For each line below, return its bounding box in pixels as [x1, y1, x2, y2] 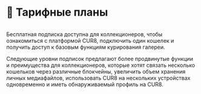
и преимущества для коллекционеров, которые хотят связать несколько [6, 61, 196, 69]
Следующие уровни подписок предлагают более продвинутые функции [6, 55, 194, 62]
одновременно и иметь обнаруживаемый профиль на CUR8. [6, 81, 163, 88]
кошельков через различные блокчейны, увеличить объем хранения [6, 67, 186, 75]
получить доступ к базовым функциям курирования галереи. [6, 43, 165, 51]
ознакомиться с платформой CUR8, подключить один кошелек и [6, 37, 174, 44]
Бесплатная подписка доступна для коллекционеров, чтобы [6, 30, 163, 38]
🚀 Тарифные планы [6, 5, 108, 19]
